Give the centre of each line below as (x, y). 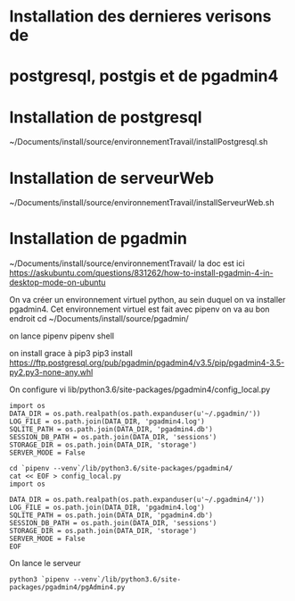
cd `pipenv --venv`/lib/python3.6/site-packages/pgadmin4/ (121, 469)
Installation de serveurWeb (112, 178)
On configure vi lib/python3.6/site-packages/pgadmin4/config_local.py (140, 389)
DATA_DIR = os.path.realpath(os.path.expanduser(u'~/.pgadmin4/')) (137, 500)
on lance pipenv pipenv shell (61, 336)
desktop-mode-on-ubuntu (57, 282)
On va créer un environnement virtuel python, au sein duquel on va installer (147, 300)
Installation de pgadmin (98, 239)
